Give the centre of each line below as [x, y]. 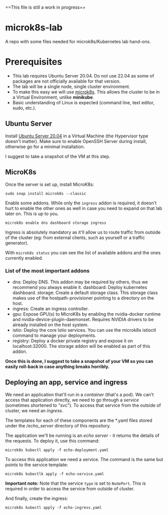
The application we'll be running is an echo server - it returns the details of [82, 435]
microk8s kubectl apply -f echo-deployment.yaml [57, 450]
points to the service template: [37, 465]
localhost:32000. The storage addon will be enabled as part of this [81, 346]
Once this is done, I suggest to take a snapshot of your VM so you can [79, 361]
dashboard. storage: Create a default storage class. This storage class [85, 292]
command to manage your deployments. [54, 335]
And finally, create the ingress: [37, 498]
